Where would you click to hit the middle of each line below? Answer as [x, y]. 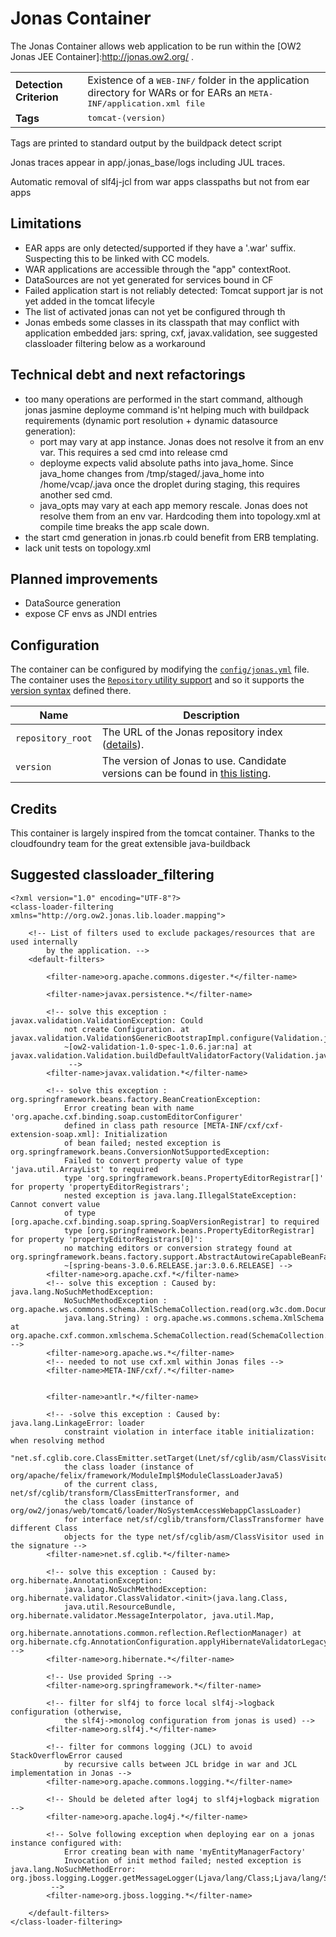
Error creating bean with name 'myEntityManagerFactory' [185, 1852]
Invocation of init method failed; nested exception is [182, 1860]
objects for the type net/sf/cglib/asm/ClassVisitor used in [194, 1537]
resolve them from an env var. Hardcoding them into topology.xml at [180, 516]
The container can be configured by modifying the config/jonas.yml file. [160, 669]
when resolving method [57, 1440]
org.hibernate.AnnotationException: [86, 1580]
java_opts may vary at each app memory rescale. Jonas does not [173, 505]
